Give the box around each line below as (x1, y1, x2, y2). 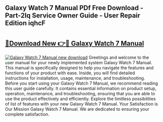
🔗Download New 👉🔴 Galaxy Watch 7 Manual (5, 39, 145, 48)
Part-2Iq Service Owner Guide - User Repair (5, 12, 141, 20)
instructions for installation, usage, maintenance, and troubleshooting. (5, 75, 145, 81)
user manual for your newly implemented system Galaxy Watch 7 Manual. (5, 60, 152, 65)
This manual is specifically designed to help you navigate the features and (5, 65, 154, 70)
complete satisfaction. (5, 111, 50, 117)
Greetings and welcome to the (89, 54, 149, 60)
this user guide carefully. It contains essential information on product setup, (5, 86, 157, 91)
